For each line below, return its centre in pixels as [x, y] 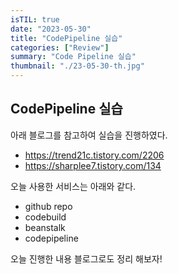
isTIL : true [35, 19]
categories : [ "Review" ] [60, 47]
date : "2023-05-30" [51, 29]
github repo [48, 206]
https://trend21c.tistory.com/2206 [94, 155]
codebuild [45, 217]
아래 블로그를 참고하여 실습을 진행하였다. [89, 135]
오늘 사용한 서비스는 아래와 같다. [73, 186]
